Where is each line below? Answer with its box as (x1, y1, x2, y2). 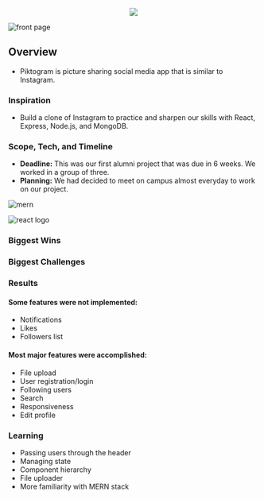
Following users (19, 385, 72, 394)
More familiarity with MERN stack (19, 482, 130, 491)
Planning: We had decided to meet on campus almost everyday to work (19, 176, 256, 186)
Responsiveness (19, 401, 74, 411)
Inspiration (8, 95, 52, 106)
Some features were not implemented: (8, 297, 138, 307)
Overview (8, 45, 58, 59)
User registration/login (19, 376, 94, 385)
